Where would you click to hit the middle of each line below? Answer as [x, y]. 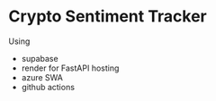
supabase [40, 58]
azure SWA [42, 77]
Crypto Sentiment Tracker [108, 17]
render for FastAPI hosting [70, 68]
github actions [48, 87]
